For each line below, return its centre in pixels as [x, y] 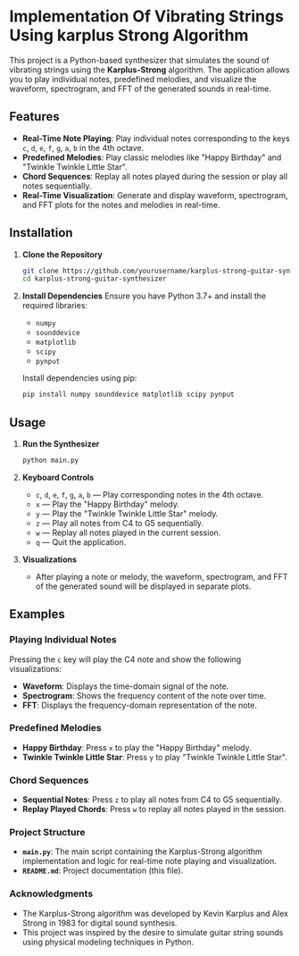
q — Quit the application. [81, 541]
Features [34, 117]
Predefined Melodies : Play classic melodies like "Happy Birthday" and [152, 157]
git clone [41, 271]
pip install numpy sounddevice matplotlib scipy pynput [128, 395]
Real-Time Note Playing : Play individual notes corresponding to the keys [156, 138]
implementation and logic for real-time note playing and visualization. [149, 861]
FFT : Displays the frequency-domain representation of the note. [139, 705]
